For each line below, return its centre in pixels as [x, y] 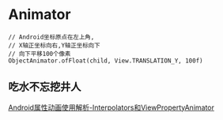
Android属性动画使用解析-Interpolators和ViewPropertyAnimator [111, 107]
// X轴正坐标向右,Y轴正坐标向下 [54, 45]
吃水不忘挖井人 [45, 87]
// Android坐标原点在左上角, [51, 37]
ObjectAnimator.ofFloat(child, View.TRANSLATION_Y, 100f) [106, 61]
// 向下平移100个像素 [40, 54]
